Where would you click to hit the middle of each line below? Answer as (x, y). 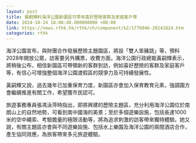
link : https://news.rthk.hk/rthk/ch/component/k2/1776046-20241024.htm (95, 28)
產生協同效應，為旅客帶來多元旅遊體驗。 (55, 134)
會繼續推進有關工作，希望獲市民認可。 (52, 93)
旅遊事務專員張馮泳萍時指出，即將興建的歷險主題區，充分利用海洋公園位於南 (98, 105)
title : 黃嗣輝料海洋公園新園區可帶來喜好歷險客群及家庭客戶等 (72, 17)
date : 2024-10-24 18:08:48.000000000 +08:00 (61, 22)
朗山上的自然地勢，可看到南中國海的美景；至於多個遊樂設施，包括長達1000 (96, 113)
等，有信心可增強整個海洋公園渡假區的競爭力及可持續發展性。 (80, 73)
